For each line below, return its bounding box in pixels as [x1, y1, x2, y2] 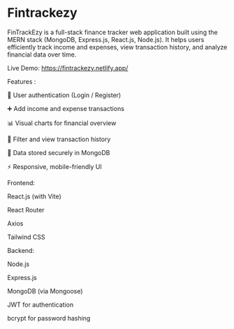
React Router [7, 205, 45, 214]
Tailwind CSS [7, 233, 45, 241]
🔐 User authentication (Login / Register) [7, 91, 122, 99]
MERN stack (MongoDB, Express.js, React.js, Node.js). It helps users [7, 35, 205, 43]
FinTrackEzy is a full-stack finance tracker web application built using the [7, 28, 218, 36]
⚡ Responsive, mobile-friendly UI [7, 162, 103, 170]
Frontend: [7, 178, 36, 187]
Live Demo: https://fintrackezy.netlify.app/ [7, 64, 129, 72]
